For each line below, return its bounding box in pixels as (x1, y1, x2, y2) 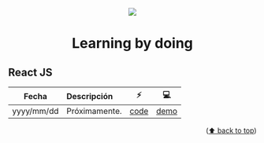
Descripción (66, 90, 113, 101)
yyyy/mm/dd (12, 106, 59, 116)
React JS (8, 65, 53, 79)
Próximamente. (66, 106, 122, 116)
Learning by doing (72, 35, 193, 53)
